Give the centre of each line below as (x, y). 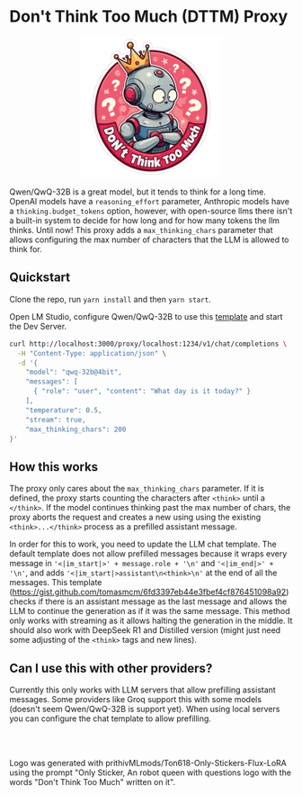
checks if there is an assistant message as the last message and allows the (148, 601)
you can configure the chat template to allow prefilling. (110, 718)
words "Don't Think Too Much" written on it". (93, 782)
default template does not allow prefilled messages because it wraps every (148, 554)
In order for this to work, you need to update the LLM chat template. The (143, 544)
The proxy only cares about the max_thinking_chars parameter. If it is (137, 489)
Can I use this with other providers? (111, 668)
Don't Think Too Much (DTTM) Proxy (149, 17)
